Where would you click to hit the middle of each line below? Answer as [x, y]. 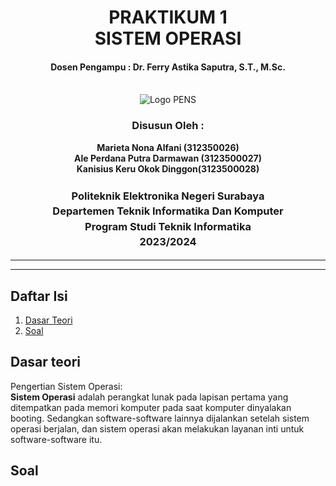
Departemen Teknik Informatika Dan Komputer [168, 211]
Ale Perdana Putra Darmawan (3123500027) [168, 158]
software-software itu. [56, 439]
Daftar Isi [39, 296]
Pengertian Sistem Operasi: [66, 386]
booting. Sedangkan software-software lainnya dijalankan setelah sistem [160, 418]
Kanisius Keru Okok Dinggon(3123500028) [168, 168]
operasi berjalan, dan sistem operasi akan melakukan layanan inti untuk [157, 428]
